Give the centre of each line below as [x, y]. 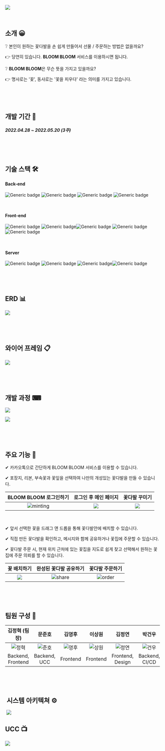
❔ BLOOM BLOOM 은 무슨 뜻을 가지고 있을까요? [51, 68]
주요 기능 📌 [21, 455]
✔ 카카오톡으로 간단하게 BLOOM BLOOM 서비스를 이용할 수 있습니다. [72, 467]
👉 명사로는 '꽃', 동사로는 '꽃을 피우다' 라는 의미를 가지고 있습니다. [68, 79]
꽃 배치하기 [20, 569]
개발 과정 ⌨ [23, 398]
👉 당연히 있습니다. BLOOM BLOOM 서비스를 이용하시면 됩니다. [67, 57]
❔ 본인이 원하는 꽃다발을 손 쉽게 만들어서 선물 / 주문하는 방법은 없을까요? [74, 46]
